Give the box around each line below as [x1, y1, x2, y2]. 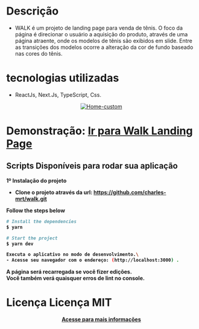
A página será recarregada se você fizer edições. [6, 268, 133, 276]
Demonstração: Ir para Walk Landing [6, 124, 193, 138]
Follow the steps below [6, 207, 65, 214]
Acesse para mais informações [61, 316, 142, 323]
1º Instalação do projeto [6, 177, 67, 184]
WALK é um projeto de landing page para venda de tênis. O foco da [14, 24, 183, 31]
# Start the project [6, 235, 58, 241]
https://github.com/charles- [93, 189, 166, 196]
